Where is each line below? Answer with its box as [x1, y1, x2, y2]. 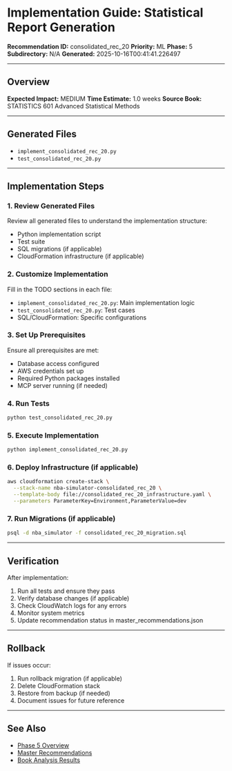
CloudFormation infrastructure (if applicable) [17, 252, 144, 260]
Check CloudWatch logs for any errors [17, 601, 127, 609]
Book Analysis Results [17, 756, 81, 764]
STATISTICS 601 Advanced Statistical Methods [7, 101, 140, 110]
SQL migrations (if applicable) [17, 245, 102, 253]
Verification [7, 555, 59, 567]
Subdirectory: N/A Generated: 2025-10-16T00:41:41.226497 [7, 50, 181, 58]
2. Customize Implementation [7, 269, 108, 279]
